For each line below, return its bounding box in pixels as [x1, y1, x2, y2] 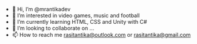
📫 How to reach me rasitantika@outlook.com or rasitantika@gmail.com [12, 32, 191, 38]
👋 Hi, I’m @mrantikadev [12, 6, 71, 12]
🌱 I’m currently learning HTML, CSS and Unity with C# [12, 18, 147, 25]
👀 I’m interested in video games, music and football [12, 12, 140, 19]
